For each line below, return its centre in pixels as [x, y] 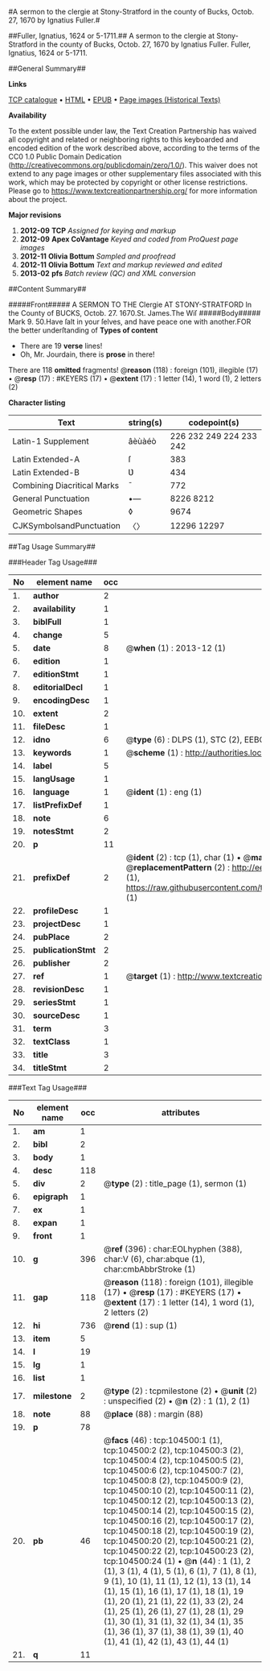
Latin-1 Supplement [51, 441]
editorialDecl [58, 687]
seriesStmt [55, 1002]
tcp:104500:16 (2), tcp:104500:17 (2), [179, 1521]
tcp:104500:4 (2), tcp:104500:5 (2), [173, 1460]
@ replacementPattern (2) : [178, 867]
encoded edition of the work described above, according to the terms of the [134, 148]
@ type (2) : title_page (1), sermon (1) [175, 1183]
